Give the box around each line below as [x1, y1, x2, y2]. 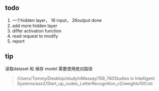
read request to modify [12, 33, 58, 39]
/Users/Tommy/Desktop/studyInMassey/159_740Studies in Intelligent [17, 75, 155, 81]
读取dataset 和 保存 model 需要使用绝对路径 [5, 65, 93, 72]
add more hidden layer [12, 23, 57, 29]
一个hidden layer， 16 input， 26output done [12, 17, 102, 23]
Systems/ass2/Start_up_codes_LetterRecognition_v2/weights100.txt [17, 80, 153, 86]
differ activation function [12, 28, 62, 33]
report [12, 38, 25, 44]
